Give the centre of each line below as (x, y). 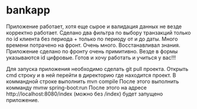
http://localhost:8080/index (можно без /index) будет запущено (85, 94)
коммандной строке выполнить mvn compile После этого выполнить (93, 81)
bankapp (28, 10)
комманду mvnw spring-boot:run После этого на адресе (76, 87)
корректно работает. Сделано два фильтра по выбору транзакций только (98, 32)
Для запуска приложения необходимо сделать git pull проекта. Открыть (97, 69)
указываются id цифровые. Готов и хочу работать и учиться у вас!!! (91, 57)
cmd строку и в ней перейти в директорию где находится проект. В (91, 75)
